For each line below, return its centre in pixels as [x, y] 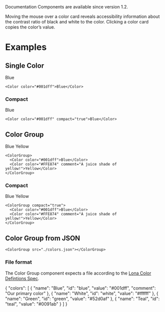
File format [19, 262]
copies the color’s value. [30, 27]
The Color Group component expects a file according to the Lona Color [78, 273]
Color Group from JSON [43, 238]
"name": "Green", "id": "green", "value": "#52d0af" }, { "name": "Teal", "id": [82, 299]
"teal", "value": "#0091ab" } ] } [36, 304]
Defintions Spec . [22, 278]
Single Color [25, 66]
